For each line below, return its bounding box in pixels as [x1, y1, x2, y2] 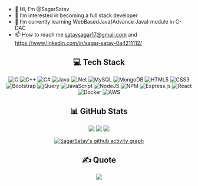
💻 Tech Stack [72, 57, 126, 67]
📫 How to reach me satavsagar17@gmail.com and [14, 31, 137, 38]
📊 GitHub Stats [70, 106, 128, 116]
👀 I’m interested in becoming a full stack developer [14, 12, 138, 19]
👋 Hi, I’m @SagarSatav [14, 6, 70, 12]
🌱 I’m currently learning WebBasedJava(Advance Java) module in [14, 18, 174, 25]
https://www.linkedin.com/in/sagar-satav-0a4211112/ [14, 40, 143, 47]
